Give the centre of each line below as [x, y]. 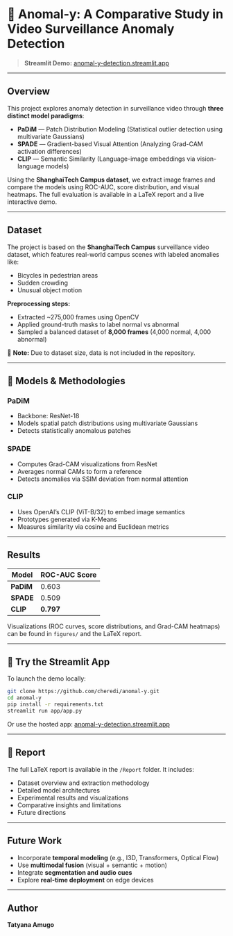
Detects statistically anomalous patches [74, 431]
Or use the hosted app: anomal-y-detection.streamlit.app [88, 724]
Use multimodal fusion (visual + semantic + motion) [92, 865]
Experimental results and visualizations [73, 798]
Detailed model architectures [59, 790]
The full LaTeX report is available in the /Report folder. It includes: [101, 769]
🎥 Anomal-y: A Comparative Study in [115, 14]
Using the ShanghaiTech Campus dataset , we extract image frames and [111, 180]
